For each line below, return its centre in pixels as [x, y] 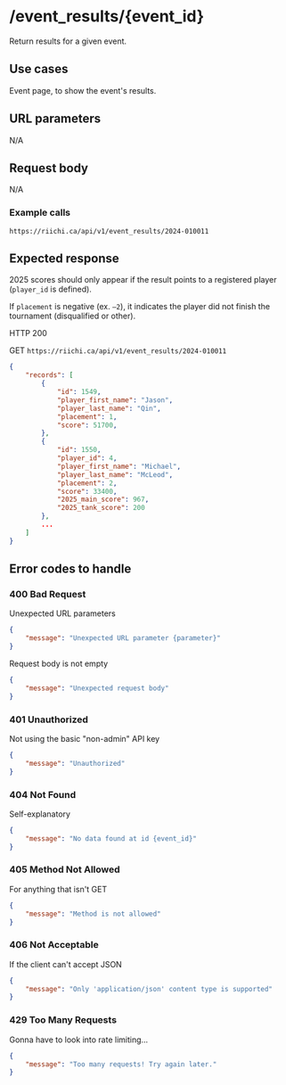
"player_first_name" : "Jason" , [115, 400]
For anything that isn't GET [58, 889]
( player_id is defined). [50, 289]
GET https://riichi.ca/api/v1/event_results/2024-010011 [118, 350]
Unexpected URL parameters [62, 613]
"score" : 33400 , [87, 491]
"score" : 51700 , [87, 425]
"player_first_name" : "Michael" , [118, 466]
